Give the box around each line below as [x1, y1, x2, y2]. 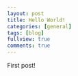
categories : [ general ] [7, 23, 72, 30]
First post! [7, 61, 36, 69]
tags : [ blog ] [7, 29, 44, 37]
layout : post [7, 10, 44, 17]
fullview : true [7, 36, 51, 43]
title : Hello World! [7, 17, 66, 23]
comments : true [7, 42, 51, 49]
